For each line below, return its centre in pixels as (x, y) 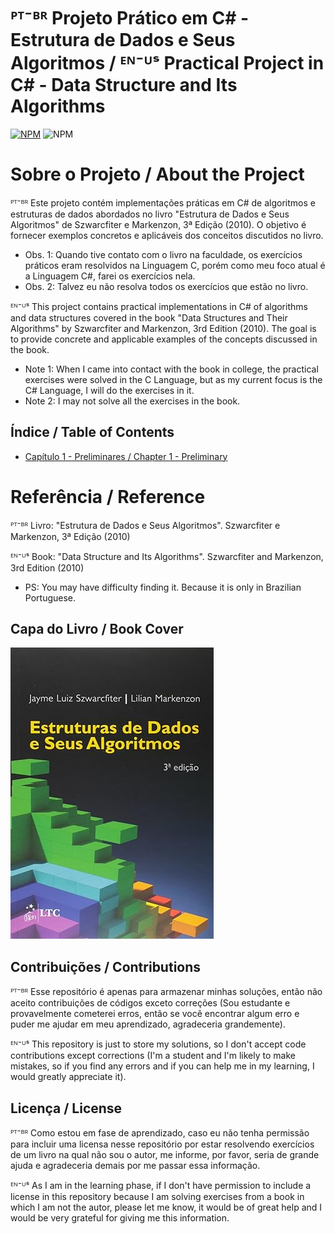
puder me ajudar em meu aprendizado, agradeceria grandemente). (148, 1024)
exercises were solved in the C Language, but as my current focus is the (173, 379)
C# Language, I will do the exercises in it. (109, 390)
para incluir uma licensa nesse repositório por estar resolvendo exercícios (162, 1144)
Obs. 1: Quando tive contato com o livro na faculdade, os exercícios (163, 254)
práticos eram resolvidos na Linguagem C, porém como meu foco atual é (175, 265)
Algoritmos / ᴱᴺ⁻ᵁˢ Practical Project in (167, 63)
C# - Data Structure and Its (124, 85)
